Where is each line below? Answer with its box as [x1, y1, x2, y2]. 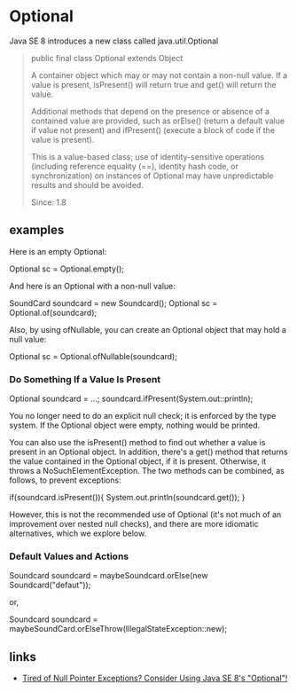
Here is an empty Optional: [9, 246, 107, 256]
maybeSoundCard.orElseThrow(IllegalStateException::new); [9, 624, 228, 634]
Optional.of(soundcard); [9, 307, 98, 318]
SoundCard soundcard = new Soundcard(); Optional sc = [9, 297, 218, 308]
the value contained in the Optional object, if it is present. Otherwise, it [9, 456, 267, 467]
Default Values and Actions [9, 550, 129, 562]
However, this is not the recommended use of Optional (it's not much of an [9, 509, 282, 520]
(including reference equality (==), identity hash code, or [30, 161, 239, 171]
